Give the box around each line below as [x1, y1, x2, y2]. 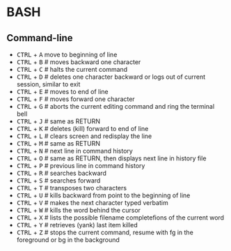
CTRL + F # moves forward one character [16, 95, 135, 103]
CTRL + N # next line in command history [16, 147, 133, 155]
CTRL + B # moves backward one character [16, 58, 141, 66]
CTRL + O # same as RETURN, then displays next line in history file [16, 154, 207, 162]
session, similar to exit [16, 80, 81, 88]
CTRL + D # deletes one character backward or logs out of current [16, 73, 206, 81]
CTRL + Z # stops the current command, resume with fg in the [16, 228, 194, 236]
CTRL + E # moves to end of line [16, 88, 109, 96]
